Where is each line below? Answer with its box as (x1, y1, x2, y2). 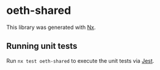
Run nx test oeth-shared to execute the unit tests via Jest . (6, 57, 155, 64)
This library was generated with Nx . (6, 24, 96, 31)
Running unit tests (6, 41, 78, 51)
